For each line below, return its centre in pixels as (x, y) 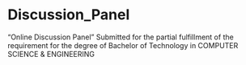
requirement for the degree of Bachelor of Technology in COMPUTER (123, 45)
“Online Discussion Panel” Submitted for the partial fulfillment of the (121, 37)
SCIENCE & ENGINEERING (51, 54)
